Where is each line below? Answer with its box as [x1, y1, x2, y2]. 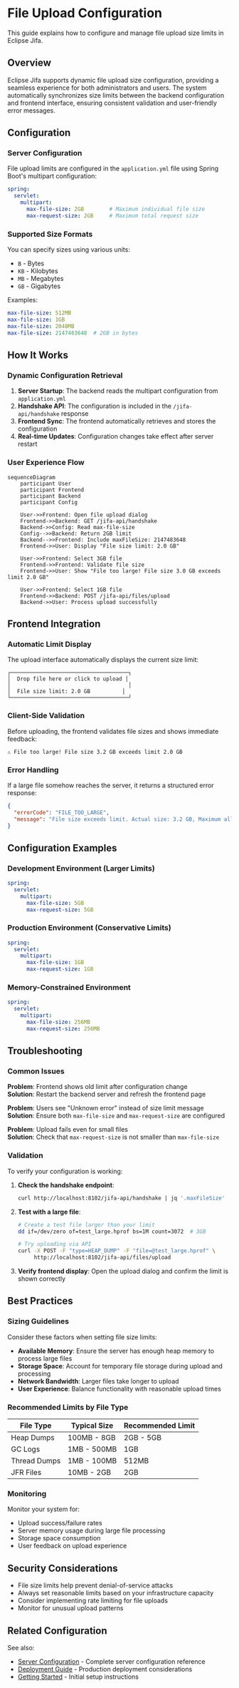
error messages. [7, 106, 55, 115]
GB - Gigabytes [17, 282, 61, 290]
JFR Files [11, 1468, 42, 1477]
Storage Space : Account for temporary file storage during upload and [17, 1361, 223, 1370]
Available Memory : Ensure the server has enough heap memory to [17, 1346, 215, 1355]
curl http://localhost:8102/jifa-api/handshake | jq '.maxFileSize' [17, 1195, 225, 1202]
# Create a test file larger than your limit [17, 1221, 155, 1228]
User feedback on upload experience [17, 1542, 127, 1550]
